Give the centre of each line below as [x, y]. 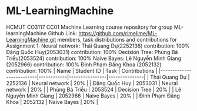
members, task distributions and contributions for [117, 39]
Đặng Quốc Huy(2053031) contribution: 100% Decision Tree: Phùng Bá [92, 52]
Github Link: [63, 33]
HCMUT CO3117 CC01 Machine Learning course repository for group [89, 27]
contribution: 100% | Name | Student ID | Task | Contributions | [82, 70]
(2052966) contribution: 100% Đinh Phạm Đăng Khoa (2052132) [84, 64]
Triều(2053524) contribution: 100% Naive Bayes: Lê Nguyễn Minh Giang [94, 58]
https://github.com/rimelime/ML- [118, 33]
